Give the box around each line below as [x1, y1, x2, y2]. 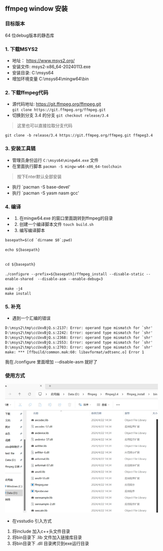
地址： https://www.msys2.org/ [12, 57, 75, 63]
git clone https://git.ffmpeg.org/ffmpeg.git [12, 107, 106, 113]
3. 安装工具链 [5, 145, 36, 152]
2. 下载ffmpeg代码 [5, 89, 49, 96]
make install [5, 291, 32, 296]
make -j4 [5, 286, 23, 291]
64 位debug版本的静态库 [5, 32, 54, 38]
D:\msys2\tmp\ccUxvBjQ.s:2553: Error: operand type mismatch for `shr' [5, 340, 153, 345]
